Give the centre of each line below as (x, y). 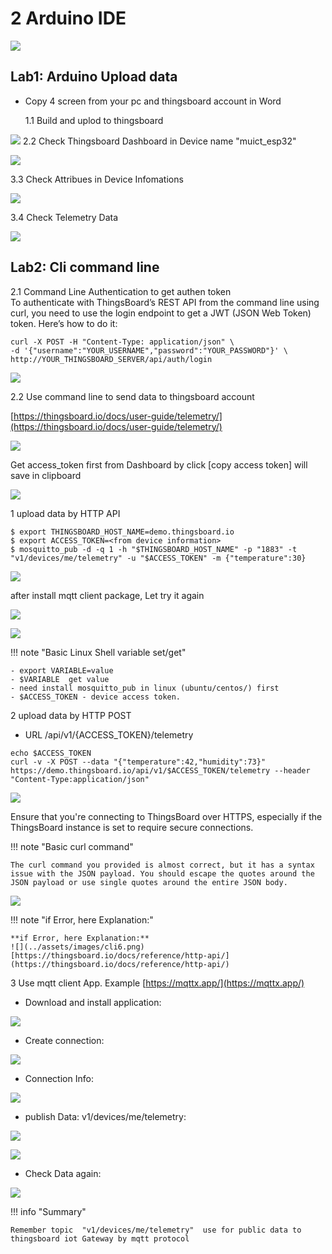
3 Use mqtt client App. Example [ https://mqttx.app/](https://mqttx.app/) (157, 983)
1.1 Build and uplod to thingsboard (94, 120)
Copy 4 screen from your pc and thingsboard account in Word (153, 101)
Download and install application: (93, 1002)
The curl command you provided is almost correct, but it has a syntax (162, 865)
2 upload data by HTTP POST (71, 715)
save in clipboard (46, 475)
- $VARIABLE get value (60, 679)
